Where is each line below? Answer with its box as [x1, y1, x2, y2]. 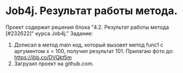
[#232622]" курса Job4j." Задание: [5, 29, 94, 36]
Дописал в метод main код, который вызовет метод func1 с [14, 41, 164, 48]
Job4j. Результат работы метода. [5, 4, 178, 18]
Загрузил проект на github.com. [14, 60, 94, 67]
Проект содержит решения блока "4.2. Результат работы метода [5, 24, 169, 31]
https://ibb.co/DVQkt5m [14, 54, 72, 61]
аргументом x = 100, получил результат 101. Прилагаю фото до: [14, 47, 174, 54]
